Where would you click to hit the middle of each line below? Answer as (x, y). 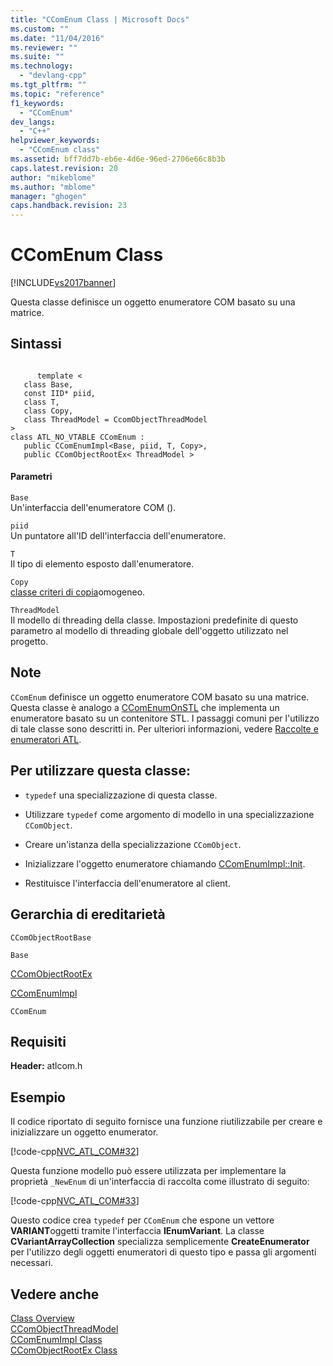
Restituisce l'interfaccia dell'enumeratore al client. (127, 883)
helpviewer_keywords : (55, 141)
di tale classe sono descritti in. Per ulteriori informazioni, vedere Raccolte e (164, 728)
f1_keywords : (37, 103)
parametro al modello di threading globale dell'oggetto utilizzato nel (149, 631)
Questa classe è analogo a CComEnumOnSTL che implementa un (145, 707)
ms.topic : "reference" (57, 94)
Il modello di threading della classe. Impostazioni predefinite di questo (154, 620)
